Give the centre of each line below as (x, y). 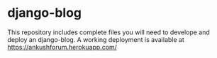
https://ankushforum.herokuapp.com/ (62, 47)
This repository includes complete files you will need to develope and (109, 32)
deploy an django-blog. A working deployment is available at (96, 39)
